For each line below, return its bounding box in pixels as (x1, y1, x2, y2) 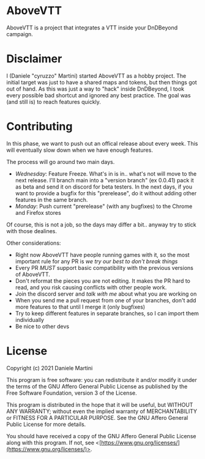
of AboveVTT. (15, 271, 51, 278)
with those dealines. (6, 227, 57, 234)
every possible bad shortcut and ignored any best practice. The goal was (6, 91, 191, 99)
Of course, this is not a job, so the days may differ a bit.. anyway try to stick (6, 221, 197, 228)
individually (15, 316, 45, 323)
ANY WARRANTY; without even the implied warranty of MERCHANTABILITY (6, 408, 198, 415)
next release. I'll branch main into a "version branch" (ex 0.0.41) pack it (15, 176, 194, 184)
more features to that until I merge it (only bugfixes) (15, 303, 146, 310)
